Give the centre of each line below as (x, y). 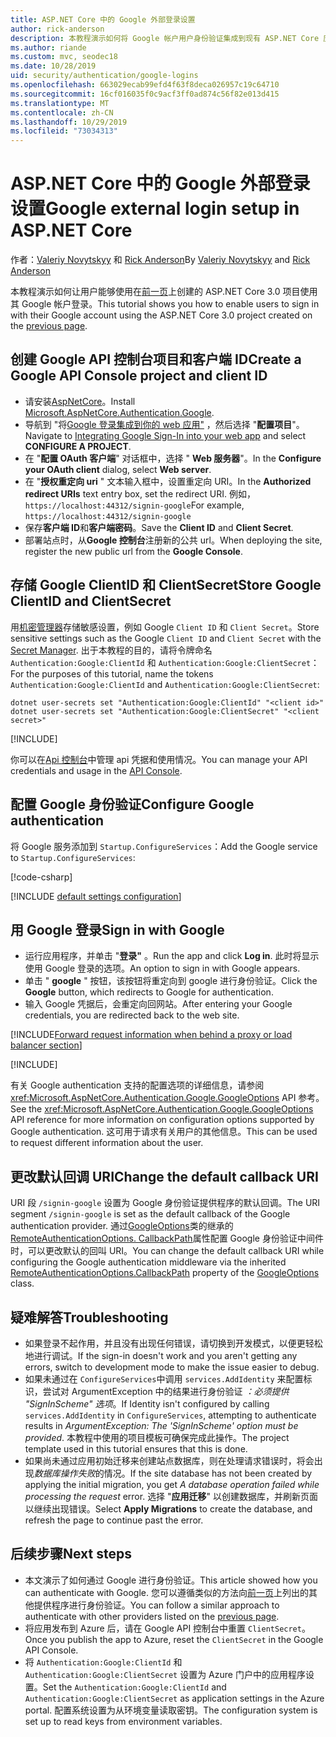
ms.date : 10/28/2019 (53, 66)
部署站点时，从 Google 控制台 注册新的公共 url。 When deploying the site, (173, 540)
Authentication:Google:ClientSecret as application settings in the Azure (174, 1698)
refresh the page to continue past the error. (114, 1520)
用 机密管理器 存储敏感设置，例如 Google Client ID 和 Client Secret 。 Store (165, 627)
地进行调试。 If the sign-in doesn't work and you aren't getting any (161, 1355)
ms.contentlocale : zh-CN (62, 112)
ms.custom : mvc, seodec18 (64, 57)
